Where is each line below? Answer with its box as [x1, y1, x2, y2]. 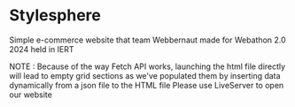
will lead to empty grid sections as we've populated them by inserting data [9, 70, 281, 80]
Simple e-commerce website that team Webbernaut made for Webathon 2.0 [9, 34, 286, 45]
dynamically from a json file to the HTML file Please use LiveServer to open [9, 80, 284, 90]
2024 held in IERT [9, 43, 74, 54]
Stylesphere [9, 5, 102, 26]
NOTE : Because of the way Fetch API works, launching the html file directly [9, 61, 286, 72]
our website [9, 89, 53, 100]
